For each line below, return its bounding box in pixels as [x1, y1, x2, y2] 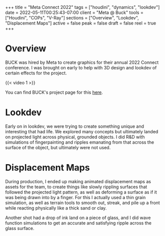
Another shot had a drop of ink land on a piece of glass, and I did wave [5, 215, 151, 221]
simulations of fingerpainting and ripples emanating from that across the [5, 139, 154, 145]
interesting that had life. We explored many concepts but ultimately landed [5, 128, 158, 134]
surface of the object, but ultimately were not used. [5, 144, 111, 150]
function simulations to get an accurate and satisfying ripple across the [5, 220, 151, 226]
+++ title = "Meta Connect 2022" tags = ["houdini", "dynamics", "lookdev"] [5, 4, 160, 10]
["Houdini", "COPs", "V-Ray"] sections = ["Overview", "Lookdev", [5, 15, 139, 20]
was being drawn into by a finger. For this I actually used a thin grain [5, 194, 146, 200]
